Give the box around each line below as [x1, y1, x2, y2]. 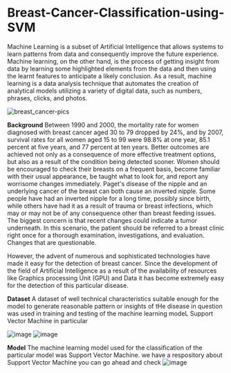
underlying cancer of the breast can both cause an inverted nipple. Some [7, 187, 216, 195]
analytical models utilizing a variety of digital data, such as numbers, [7, 87, 203, 95]
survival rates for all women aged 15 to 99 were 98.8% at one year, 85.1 [7, 135, 210, 143]
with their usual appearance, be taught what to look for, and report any [7, 172, 209, 181]
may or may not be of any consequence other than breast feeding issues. [7, 209, 216, 217]
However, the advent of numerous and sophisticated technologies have [7, 251, 210, 260]
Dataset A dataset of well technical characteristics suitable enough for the [7, 294, 219, 302]
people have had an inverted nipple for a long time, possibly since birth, [7, 194, 212, 202]
